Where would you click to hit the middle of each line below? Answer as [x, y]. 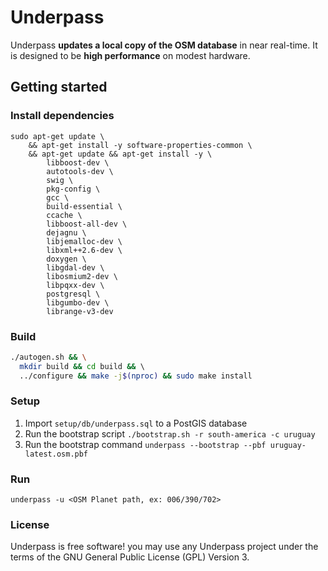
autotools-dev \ [80, 171]
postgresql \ [73, 294]
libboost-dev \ [78, 162]
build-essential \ [84, 206]
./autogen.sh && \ [48, 357]
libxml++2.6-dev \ [84, 250]
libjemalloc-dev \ [84, 241]
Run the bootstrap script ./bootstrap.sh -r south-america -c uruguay [170, 433]
